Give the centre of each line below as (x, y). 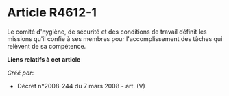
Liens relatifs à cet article (44, 59)
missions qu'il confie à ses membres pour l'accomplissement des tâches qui (115, 38)
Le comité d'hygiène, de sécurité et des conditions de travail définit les (107, 32)
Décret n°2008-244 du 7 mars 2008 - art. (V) (81, 86)
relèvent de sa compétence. (47, 46)
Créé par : (21, 73)
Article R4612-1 (52, 13)
